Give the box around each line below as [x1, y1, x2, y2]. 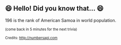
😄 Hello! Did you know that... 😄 [5, 4, 104, 13]
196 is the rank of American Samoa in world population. [5, 17, 117, 23]
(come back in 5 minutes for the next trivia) [5, 27, 77, 32]
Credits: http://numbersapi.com [5, 35, 58, 40]
